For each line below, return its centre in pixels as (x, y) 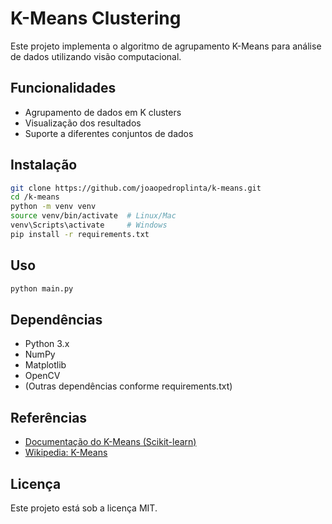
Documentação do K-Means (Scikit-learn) (110, 442)
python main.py (42, 288)
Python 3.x (47, 344)
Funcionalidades (63, 88)
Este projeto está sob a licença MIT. (84, 508)
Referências (49, 417)
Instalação (44, 165)
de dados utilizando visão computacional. (96, 56)
